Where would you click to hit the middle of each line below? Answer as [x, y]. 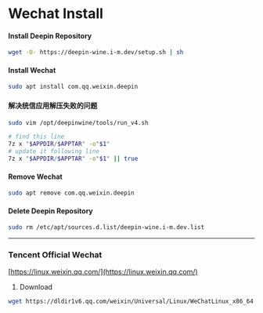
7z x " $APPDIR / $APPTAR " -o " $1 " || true [73, 159]
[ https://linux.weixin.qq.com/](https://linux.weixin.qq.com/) [103, 272]
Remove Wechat [35, 177]
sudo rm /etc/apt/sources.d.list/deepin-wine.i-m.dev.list [106, 227]
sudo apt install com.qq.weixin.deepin [73, 87]
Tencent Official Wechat [55, 255]
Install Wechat [32, 70]
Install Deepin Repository [50, 35]
